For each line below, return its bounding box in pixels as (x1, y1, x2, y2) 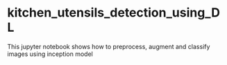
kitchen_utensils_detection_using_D (7, 5, 221, 21)
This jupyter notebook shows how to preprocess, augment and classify (7, 42, 210, 50)
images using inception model (7, 50, 94, 58)
